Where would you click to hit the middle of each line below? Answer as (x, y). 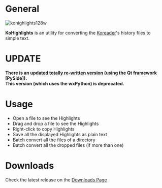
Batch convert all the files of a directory (54, 140)
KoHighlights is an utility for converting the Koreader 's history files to (78, 33)
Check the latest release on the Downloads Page (56, 180)
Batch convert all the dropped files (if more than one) (68, 145)
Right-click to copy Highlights (43, 129)
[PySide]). (16, 78)
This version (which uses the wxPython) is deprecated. (65, 83)
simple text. (17, 38)
